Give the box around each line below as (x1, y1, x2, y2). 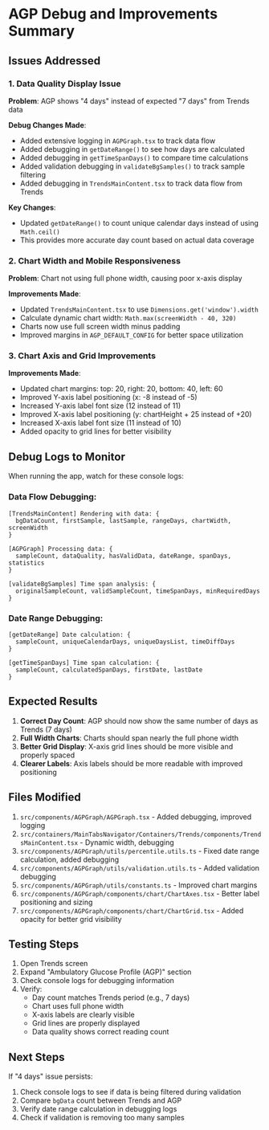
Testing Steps (8, 937, 79, 951)
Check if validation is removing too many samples (19, 1113, 185, 1123)
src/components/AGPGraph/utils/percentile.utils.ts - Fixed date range (19, 846, 259, 855)
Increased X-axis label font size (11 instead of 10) (19, 418, 182, 428)
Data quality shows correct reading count (31, 1027, 169, 1037)
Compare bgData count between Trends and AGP (19, 1095, 182, 1105)
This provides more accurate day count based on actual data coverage (19, 235, 255, 245)
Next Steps (8, 1050, 65, 1064)
